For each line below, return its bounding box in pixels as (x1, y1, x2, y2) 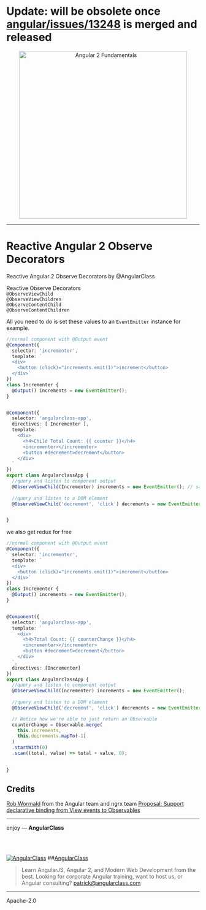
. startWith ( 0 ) (12, 744, 48, 751)
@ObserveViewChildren (6, 296, 62, 302)
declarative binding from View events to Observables (6, 806, 140, 814)
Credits (6, 784, 36, 795)
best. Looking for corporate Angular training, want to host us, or (21, 873, 183, 881)
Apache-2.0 (6, 897, 37, 904)
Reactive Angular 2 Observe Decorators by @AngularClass (6, 272, 155, 280)
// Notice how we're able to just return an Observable (12, 716, 158, 722)
